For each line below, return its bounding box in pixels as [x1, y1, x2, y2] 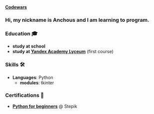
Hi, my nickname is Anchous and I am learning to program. [5, 16, 150, 23]
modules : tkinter [19, 79, 54, 86]
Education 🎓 [5, 30, 38, 37]
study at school [12, 43, 46, 49]
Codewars [5, 4, 27, 10]
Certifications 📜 [5, 92, 44, 99]
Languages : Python [12, 74, 53, 80]
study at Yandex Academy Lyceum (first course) [12, 49, 114, 55]
